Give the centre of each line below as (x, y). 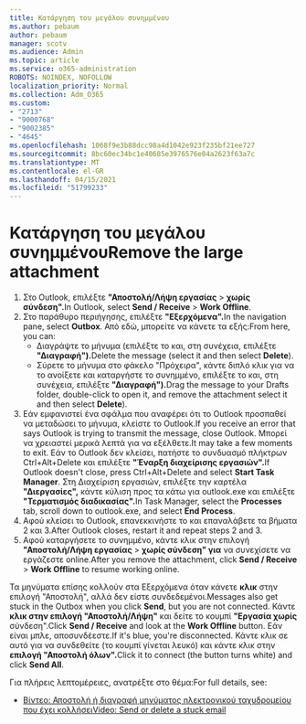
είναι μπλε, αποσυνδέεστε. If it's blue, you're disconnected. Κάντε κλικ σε (149, 635)
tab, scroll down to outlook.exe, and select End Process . (129, 511)
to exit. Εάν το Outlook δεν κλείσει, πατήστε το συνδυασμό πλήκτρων (155, 452)
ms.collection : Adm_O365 (57, 94)
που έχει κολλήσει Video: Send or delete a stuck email (124, 710)
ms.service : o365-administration (73, 69)
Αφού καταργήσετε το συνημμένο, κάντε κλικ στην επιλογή (136, 540)
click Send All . (37, 665)
